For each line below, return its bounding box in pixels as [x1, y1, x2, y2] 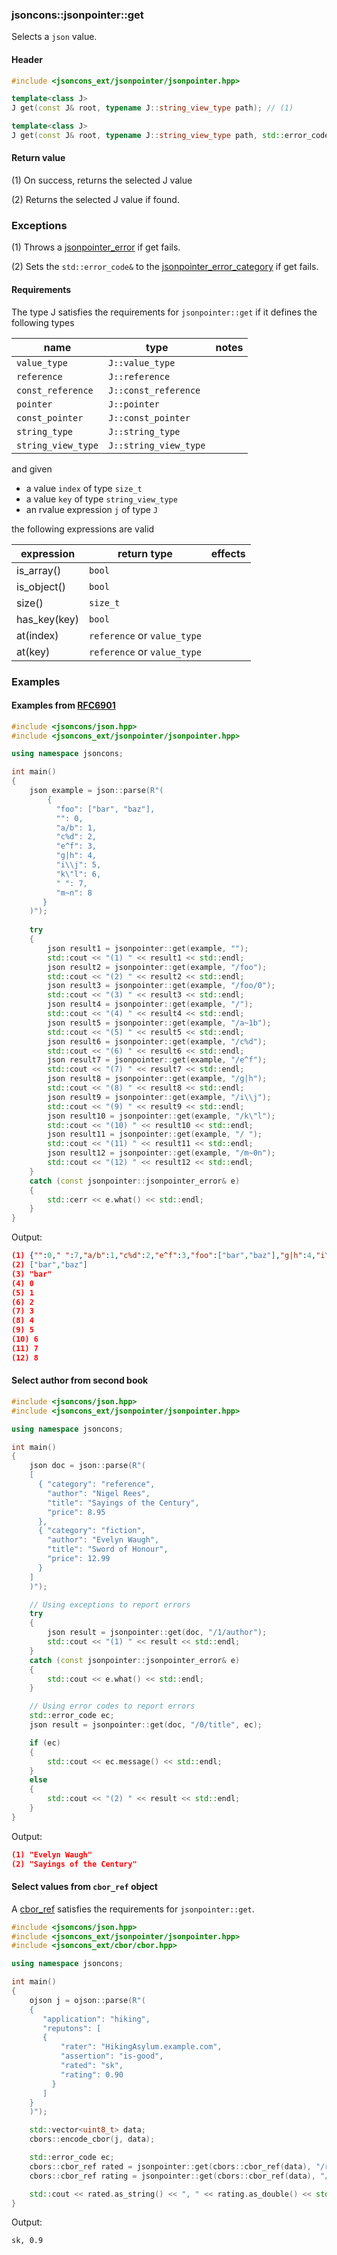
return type [117, 546, 173, 560]
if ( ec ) [29, 1738, 61, 1748]
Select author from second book [11, 1374, 149, 1387]
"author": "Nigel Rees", [47, 1488, 151, 1498]
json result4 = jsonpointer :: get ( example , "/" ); [47, 999, 254, 1010]
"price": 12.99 [47, 1554, 111, 1564]
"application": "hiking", [42, 2014, 151, 2024]
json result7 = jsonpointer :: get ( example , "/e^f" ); [47, 1055, 268, 1065]
